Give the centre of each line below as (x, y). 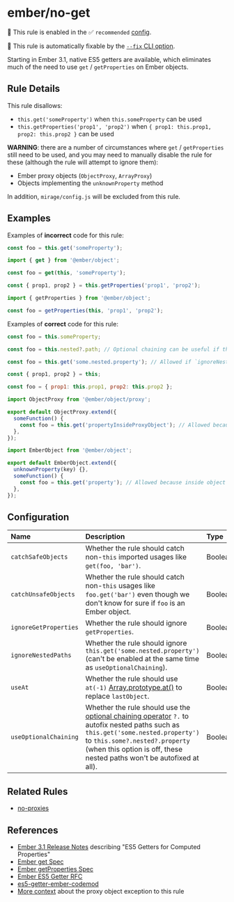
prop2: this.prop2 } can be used (66, 134)
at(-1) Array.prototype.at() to (134, 688)
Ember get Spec (40, 862)
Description (105, 537)
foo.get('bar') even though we (138, 594)
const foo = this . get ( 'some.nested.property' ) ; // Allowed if (99, 362)
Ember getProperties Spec (55, 869)
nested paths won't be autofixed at (142, 758)
